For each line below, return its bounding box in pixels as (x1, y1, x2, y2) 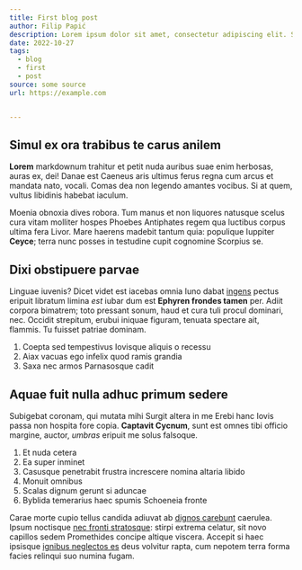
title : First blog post (9, 13, 99, 22)
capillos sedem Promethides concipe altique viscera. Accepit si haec (9, 531, 264, 542)
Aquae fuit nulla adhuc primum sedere (9, 387, 229, 402)
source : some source (9, 80, 87, 89)
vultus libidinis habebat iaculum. (9, 190, 129, 200)
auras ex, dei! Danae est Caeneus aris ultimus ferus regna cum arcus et (9, 171, 274, 182)
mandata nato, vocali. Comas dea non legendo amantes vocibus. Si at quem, (9, 181, 293, 191)
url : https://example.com (9, 88, 106, 97)
